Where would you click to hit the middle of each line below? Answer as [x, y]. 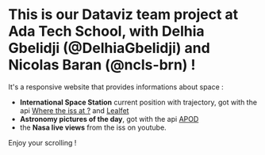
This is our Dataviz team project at [123, 15]
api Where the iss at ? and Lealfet [74, 110]
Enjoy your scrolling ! [42, 142]
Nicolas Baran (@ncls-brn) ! [102, 65]
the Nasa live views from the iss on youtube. [93, 127]
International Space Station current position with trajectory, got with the [138, 102]
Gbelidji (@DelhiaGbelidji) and [109, 48]
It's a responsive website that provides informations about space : [116, 87]
